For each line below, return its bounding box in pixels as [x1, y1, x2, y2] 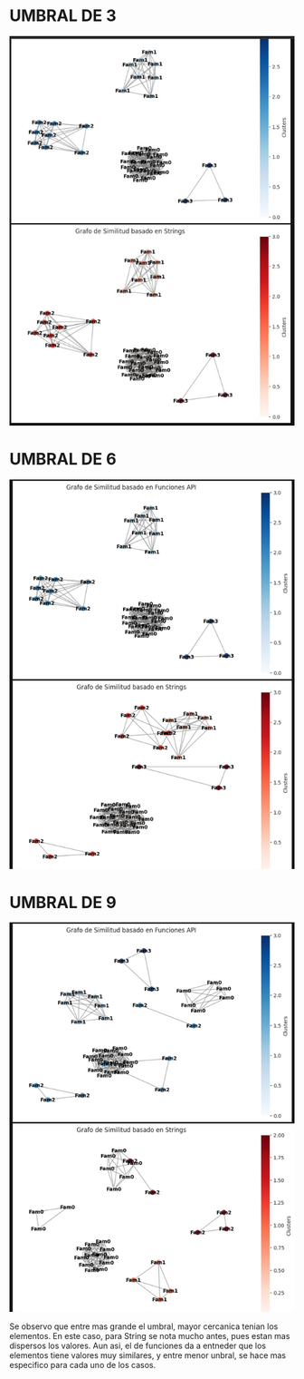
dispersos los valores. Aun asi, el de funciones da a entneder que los [9, 1340, 267, 1352]
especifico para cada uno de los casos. [9, 1360, 157, 1371]
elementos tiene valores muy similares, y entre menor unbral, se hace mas [9, 1350, 287, 1361]
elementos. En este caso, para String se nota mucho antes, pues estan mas [9, 1331, 290, 1342]
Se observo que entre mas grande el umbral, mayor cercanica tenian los [9, 1321, 279, 1332]
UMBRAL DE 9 [9, 892, 117, 913]
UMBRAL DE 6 [9, 448, 117, 469]
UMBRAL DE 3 [9, 5, 117, 26]
